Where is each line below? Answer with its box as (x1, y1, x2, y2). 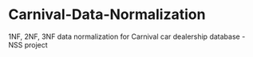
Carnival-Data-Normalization (8, 6, 206, 24)
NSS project (8, 40, 48, 49)
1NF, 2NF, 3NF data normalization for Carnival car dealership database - (8, 32, 246, 41)
